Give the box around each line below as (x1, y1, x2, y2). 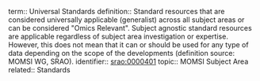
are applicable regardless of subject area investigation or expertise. (8, 31, 228, 41)
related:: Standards (8, 65, 71, 74)
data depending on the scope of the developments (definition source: (8, 49, 235, 57)
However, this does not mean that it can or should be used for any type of (8, 40, 249, 50)
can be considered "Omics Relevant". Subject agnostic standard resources (8, 24, 252, 32)
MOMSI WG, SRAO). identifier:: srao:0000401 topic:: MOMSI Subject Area (8, 57, 249, 66)
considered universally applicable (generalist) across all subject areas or (8, 15, 245, 24)
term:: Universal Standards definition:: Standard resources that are (8, 7, 225, 16)
